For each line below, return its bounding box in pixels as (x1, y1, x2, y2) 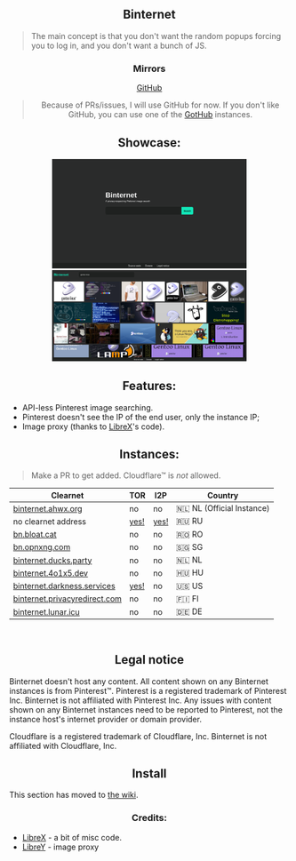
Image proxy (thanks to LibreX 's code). (21, 421, 165, 432)
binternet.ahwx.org (12, 503, 83, 514)
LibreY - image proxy (21, 841, 100, 852)
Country (207, 490, 239, 500)
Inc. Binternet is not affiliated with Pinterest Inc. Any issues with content (9, 695, 272, 706)
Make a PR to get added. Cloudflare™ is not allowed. (30, 470, 221, 481)
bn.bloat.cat (12, 529, 57, 540)
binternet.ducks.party (12, 554, 92, 565)
